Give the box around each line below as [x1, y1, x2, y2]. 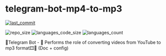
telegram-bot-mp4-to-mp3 [5, 3, 122, 15]
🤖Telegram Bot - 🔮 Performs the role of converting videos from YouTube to [5, 39, 161, 45]
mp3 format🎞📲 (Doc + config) [5, 45, 69, 51]
